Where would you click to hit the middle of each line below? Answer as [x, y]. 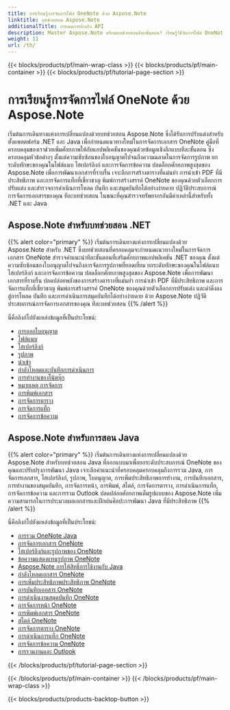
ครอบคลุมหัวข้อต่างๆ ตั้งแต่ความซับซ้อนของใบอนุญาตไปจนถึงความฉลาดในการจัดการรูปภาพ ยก [113, 157]
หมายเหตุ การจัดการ [40, 385]
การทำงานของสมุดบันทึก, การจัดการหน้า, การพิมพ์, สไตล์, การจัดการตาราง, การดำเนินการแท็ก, [113, 485]
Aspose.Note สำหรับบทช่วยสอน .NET [79, 225]
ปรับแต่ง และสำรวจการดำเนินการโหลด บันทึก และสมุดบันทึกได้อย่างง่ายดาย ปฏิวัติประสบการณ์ [112, 188]
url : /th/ [22, 45]
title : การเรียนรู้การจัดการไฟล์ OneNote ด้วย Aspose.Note [77, 13]
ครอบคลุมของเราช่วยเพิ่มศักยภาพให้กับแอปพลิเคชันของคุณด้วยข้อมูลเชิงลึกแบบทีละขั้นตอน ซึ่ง [111, 149]
